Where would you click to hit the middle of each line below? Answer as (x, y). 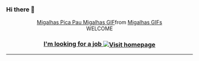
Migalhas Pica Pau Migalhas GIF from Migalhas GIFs (99, 23)
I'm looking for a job (73, 44)
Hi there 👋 (21, 9)
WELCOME (99, 28)
